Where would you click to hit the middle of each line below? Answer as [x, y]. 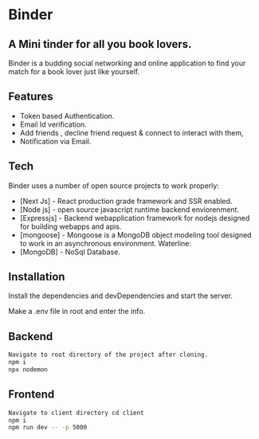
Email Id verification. [53, 124]
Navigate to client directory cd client [77, 413]
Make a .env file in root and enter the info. [77, 312]
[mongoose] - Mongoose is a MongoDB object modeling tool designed [135, 235]
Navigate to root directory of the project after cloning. [108, 355]
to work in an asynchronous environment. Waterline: [106, 243]
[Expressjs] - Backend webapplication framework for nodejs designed [135, 218]
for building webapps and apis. [71, 226]
